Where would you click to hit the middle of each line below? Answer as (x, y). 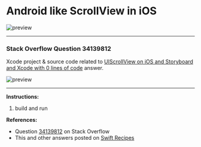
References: (22, 120)
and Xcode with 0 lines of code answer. (55, 68)
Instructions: (23, 97)
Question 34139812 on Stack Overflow (62, 131)
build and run (31, 108)
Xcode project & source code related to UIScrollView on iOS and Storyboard (100, 62)
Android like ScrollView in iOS (82, 11)
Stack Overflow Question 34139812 (59, 48)
